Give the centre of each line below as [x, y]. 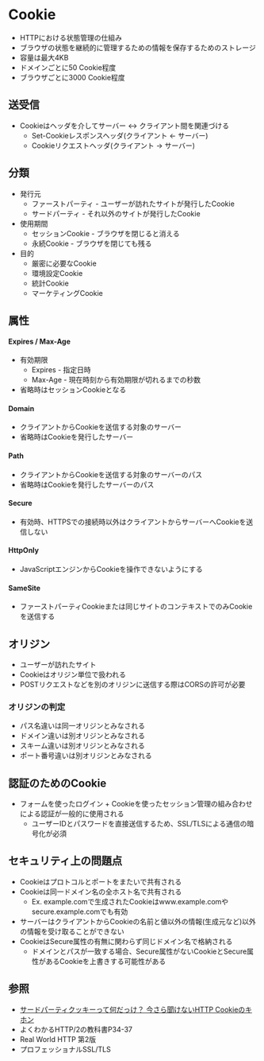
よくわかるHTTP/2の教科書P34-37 [76, 1029]
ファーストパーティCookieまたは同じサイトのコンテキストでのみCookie [136, 607]
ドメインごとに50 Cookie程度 [68, 67]
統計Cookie [50, 283]
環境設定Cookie [57, 273]
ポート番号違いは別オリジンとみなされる [86, 756]
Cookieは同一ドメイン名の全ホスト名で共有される [101, 892]
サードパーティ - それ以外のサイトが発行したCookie [116, 213]
